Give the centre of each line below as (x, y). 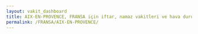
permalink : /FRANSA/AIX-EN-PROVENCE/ (52, 22)
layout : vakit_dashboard (37, 11)
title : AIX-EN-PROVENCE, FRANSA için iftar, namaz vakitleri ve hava (93, 17)
